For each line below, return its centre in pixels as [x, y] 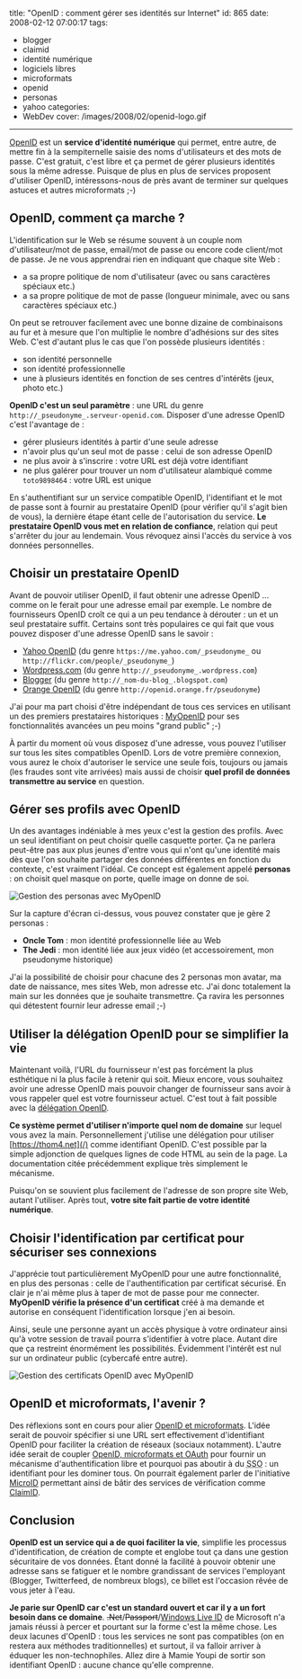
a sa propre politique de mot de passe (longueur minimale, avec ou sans [156, 295]
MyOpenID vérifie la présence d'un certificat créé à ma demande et [137, 1302]
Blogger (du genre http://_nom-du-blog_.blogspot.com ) [125, 679]
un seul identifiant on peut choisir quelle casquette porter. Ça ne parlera [142, 841]
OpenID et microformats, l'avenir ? [108, 1403]
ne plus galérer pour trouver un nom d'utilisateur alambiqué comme [147, 470]
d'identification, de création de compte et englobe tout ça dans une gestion [149, 1551]
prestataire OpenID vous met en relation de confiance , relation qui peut [144, 526]
